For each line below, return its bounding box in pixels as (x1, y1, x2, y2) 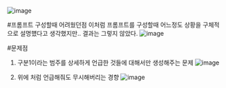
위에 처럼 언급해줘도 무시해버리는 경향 (17, 73, 120, 81)
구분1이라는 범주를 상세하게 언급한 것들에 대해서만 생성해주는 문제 (17, 58, 194, 67)
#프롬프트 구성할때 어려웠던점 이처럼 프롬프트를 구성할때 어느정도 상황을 (7, 21, 202, 29)
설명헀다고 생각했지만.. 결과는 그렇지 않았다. (19, 30, 138, 37)
